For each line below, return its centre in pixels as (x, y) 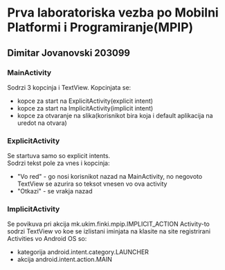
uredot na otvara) (42, 123)
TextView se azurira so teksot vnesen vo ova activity (92, 184)
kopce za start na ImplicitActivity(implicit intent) (85, 108)
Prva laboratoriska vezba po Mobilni (113, 13)
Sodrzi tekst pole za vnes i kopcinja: (58, 163)
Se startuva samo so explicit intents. (59, 156)
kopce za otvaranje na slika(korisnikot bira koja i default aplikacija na (115, 115)
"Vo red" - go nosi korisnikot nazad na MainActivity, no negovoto (110, 177)
